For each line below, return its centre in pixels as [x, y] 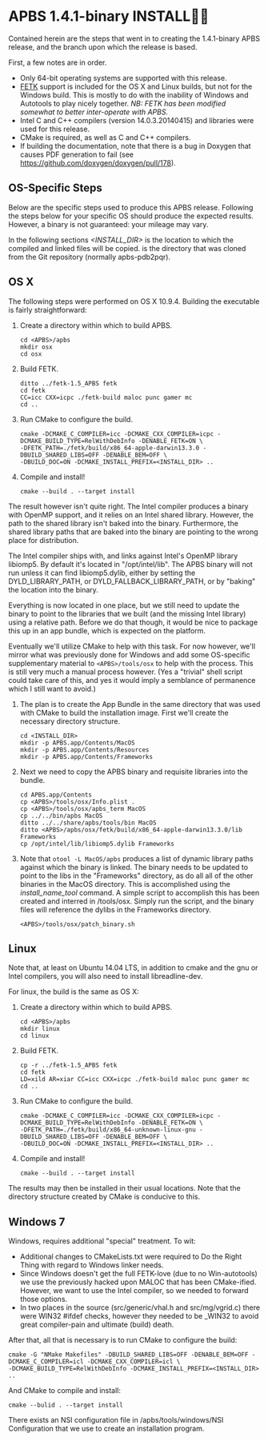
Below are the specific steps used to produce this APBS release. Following [131, 207]
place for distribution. [44, 540]
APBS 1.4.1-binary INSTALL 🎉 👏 [109, 16]
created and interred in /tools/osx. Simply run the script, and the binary [137, 901]
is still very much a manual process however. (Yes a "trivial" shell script [126, 672]
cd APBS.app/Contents [56, 795]
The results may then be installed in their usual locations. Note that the [125, 1188]
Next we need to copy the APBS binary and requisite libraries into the [134, 772]
